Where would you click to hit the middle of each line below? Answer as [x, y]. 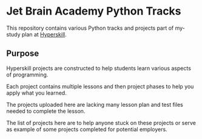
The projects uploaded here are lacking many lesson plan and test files [95, 104]
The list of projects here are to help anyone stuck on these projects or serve [101, 123]
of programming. [27, 75]
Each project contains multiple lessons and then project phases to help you [100, 86]
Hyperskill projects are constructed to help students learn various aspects [99, 68]
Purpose [23, 54]
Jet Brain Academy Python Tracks [94, 11]
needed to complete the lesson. [46, 111]
